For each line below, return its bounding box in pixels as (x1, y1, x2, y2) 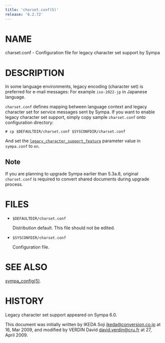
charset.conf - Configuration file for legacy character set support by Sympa (5, 50, 160, 56)
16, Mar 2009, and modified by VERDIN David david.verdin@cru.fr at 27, (5, 327, 152, 333)
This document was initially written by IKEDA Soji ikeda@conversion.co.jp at (5, 322, 161, 327)
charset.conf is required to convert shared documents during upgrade (5, 176, 150, 182)
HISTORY (5, 295, 44, 307)
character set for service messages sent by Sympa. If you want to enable (5, 109, 155, 115)
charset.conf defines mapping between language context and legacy (5, 104, 148, 110)
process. (5, 181, 23, 187)
